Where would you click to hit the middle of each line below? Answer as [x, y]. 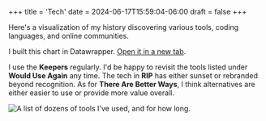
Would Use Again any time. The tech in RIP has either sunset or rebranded [133, 75]
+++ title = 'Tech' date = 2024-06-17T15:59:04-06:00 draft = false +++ [128, 12]
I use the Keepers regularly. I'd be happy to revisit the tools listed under [128, 67]
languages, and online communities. [69, 36]
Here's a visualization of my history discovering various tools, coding [124, 27]
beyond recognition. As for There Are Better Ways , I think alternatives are [132, 84]
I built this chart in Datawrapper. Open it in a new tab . [97, 51]
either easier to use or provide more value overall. [91, 93]
